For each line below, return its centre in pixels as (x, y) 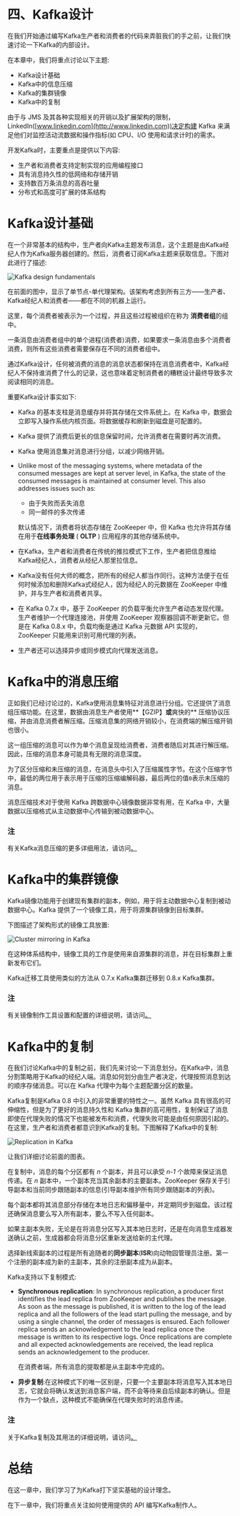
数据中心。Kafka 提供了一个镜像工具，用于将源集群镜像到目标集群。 (107, 910)
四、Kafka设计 (51, 15)
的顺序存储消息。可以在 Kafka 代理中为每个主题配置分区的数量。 (102, 1085)
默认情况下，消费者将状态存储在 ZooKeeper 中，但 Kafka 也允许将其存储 (124, 527)
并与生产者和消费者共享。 (68, 593)
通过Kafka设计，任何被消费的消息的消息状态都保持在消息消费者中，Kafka (115, 363)
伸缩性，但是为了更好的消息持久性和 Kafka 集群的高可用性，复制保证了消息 (118, 1110)
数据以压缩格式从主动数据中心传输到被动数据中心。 (82, 810)
